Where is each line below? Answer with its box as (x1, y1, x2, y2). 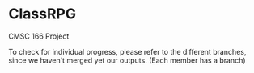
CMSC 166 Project (8, 31, 70, 41)
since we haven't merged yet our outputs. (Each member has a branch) (8, 55, 246, 65)
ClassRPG (8, 5, 77, 23)
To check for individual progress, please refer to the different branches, (8, 47, 247, 56)
